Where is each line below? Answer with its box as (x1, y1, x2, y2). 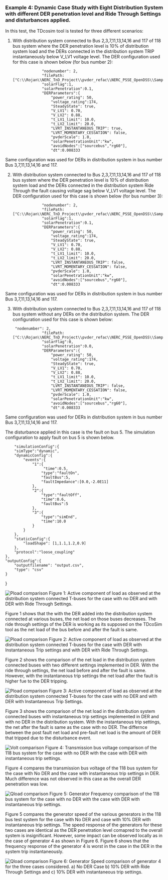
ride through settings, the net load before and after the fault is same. (5, 668, 147, 674)
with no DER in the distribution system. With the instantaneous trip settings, (5, 719, 161, 725)
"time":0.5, (43, 466, 69, 471)
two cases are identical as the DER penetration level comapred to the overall (5, 827, 163, 833)
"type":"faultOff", (41, 493, 82, 498)
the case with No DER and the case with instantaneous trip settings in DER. (5, 771, 160, 777)
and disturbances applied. (5, 17, 71, 24)
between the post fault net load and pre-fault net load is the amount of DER (5, 730, 161, 736)
